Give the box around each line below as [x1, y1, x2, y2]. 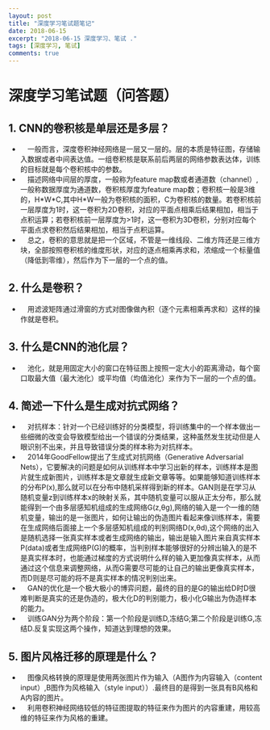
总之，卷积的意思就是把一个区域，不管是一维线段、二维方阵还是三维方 [27, 235, 260, 245]
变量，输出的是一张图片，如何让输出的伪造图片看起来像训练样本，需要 [27, 513, 260, 522]
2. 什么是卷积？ [8, 281, 85, 295]
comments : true [8, 49, 60, 57]
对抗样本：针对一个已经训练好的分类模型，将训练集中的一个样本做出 [27, 422, 254, 432]
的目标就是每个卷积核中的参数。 [19, 165, 127, 174]
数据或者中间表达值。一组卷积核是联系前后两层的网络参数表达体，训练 [27, 154, 260, 164]
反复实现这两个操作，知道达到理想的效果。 [34, 623, 176, 634]
